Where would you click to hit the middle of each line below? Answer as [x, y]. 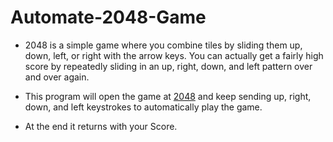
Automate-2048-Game [108, 17]
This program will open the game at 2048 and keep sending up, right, [168, 96]
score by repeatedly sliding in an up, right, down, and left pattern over [168, 66]
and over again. [57, 77]
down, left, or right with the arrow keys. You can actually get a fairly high [174, 55]
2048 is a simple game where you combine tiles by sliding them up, [163, 45]
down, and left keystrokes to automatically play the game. [143, 107]
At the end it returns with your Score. [101, 126]
